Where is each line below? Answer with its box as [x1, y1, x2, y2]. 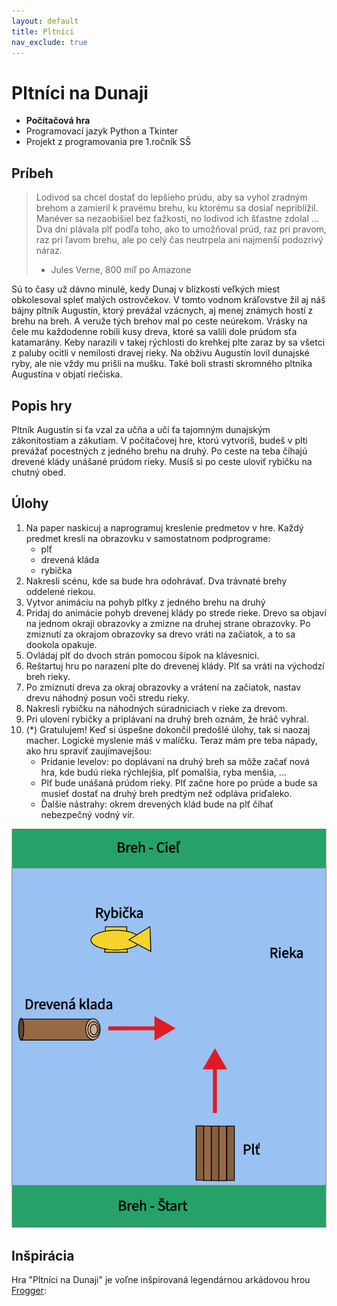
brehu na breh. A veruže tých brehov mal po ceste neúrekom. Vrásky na [11, 315, 308, 327]
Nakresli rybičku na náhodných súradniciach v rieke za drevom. [25, 702, 288, 714]
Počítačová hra [25, 115, 91, 127]
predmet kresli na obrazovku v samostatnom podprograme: [25, 532, 271, 544]
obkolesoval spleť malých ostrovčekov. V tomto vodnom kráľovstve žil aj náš [11, 294, 326, 306]
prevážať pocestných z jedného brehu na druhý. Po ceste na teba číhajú [11, 445, 308, 457]
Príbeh [11, 165, 54, 182]
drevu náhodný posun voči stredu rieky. [25, 691, 190, 704]
